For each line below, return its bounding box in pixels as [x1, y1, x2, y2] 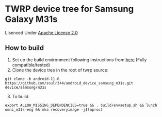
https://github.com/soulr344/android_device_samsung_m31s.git [5, 81, 133, 85]
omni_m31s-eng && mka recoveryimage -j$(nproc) [5, 107, 103, 112]
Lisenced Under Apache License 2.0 [5, 30, 78, 35]
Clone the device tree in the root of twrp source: [12, 67, 109, 73]
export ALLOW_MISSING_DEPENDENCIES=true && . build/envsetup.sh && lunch [5, 103, 158, 108]
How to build [5, 44, 44, 52]
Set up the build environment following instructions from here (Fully [12, 57, 147, 63]
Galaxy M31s [5, 14, 58, 25]
